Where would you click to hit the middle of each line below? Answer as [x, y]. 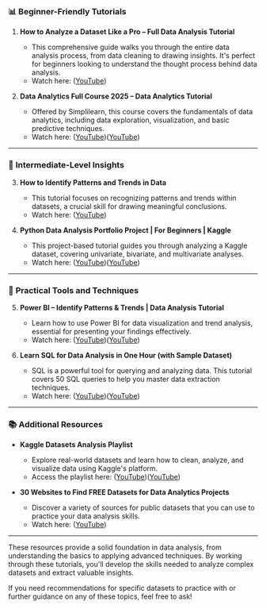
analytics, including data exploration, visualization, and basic [130, 120]
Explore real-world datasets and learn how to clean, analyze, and [137, 460]
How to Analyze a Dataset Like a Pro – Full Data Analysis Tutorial [127, 32]
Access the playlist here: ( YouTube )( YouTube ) [106, 477]
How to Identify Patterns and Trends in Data [93, 182]
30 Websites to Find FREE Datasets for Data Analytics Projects [124, 492]
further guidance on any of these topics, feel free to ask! [100, 596]
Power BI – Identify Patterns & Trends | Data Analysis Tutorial [122, 307]
